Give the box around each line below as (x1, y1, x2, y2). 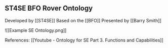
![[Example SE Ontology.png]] (5, 27, 67, 33)
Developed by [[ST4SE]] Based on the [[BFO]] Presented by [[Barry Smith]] (5, 17, 161, 23)
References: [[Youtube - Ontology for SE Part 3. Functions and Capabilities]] (5, 37, 164, 43)
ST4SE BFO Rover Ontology (5, 4, 93, 13)
